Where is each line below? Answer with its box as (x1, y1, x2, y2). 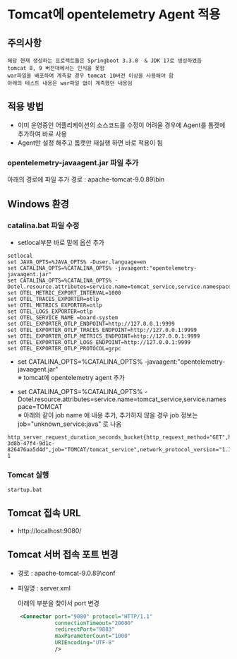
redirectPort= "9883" (54, 626, 115, 633)
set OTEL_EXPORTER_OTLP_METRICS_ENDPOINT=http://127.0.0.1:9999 (7, 333, 200, 340)
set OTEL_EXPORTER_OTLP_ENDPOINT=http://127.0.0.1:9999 (7, 320, 175, 327)
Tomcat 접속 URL (7, 507, 81, 519)
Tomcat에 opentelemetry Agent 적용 (7, 6, 221, 23)
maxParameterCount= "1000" (54, 633, 131, 640)
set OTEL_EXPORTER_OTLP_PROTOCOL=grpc (7, 345, 121, 352)
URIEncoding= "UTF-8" (54, 639, 115, 646)
